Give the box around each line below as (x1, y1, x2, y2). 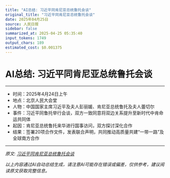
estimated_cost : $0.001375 (5, 45, 62, 50)
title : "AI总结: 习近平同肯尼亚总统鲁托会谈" (5, 7, 92, 13)
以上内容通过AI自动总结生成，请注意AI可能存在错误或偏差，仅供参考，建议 (5, 161, 160, 167)
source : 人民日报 (5, 21, 39, 27)
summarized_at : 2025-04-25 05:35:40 (5, 31, 82, 36)
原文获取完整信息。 (9, 167, 50, 173)
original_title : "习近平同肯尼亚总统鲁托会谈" (5, 12, 95, 17)
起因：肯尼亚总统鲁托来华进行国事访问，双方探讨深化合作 (12, 122, 133, 128)
